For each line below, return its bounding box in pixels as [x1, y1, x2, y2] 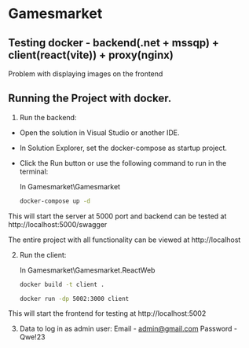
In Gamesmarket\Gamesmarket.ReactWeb [19, 265, 156, 275]
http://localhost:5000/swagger [8, 219, 108, 229]
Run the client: [19, 250, 67, 259]
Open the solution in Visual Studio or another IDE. [19, 127, 180, 137]
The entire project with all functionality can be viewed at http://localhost [8, 235, 241, 244]
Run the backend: [19, 112, 77, 122]
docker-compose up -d [19, 197, 90, 205]
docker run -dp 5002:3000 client [19, 295, 130, 302]
